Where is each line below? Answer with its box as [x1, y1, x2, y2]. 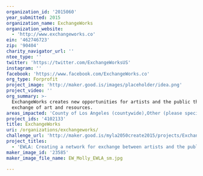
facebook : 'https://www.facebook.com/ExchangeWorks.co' [6, 71, 150, 77]
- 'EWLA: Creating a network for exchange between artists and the [11, 143, 185, 150]
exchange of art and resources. [11, 104, 94, 111]
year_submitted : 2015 [6, 15, 61, 21]
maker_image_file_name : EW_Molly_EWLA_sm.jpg [6, 155, 123, 161]
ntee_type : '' [6, 54, 42, 60]
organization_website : [6, 25, 63, 32]
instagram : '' [6, 65, 42, 71]
